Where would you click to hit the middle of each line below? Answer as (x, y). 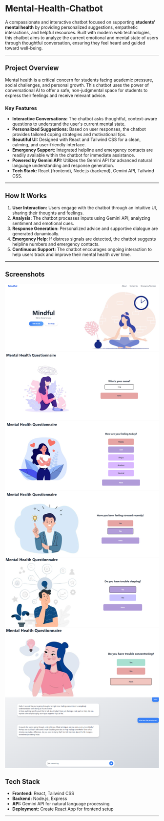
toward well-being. (24, 48)
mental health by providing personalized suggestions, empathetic (72, 27)
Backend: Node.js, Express (40, 798)
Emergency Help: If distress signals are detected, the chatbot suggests (84, 239)
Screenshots (25, 274)
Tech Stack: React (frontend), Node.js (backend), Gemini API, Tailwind (83, 171)
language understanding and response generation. (63, 166)
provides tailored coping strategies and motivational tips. (69, 135)
